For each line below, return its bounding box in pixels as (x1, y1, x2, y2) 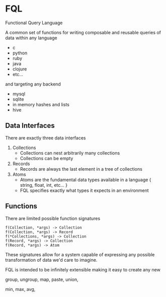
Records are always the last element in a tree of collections (20, 166, 142, 172)
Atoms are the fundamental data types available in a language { (20, 177, 152, 183)
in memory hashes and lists (12, 101, 69, 107)
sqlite (12, 96, 24, 102)
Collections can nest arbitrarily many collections (20, 150, 120, 156)
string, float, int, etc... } (20, 182, 68, 188)
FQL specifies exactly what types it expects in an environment (20, 187, 149, 193)
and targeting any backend (5, 81, 61, 87)
